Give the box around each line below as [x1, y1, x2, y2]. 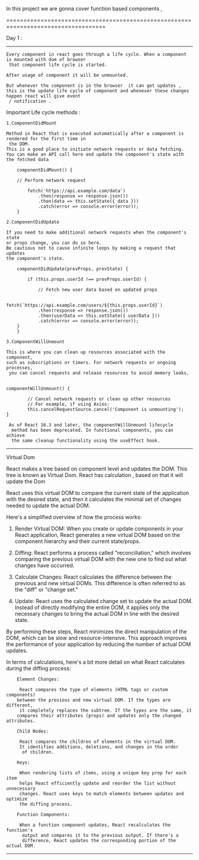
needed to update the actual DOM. [6, 502, 91, 509]
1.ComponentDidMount [6, 120, 57, 126]
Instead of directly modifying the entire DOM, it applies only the [14, 604, 170, 611]
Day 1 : [6, 34, 23, 41]
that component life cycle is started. [8, 62, 108, 68]
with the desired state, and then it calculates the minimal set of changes [6, 496, 182, 503]
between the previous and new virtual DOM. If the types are [17, 697, 171, 703]
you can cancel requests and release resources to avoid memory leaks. [8, 370, 190, 376]
